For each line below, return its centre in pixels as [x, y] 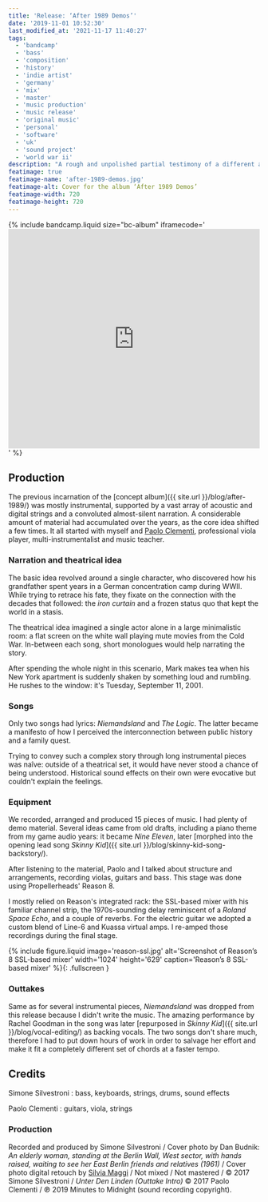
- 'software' [37, 134]
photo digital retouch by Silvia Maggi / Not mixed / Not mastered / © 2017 [129, 1172]
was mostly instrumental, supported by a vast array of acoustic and [142, 506]
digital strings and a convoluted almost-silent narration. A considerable [124, 514]
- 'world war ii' [44, 157]
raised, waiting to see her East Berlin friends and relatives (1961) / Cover [127, 1164]
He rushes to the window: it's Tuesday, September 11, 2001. [106, 685]
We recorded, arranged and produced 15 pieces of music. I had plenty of [128, 819]
